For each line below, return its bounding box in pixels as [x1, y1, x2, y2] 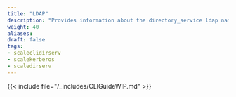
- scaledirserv [7, 63, 52, 70]
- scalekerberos [7, 56, 55, 63]
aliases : [7, 30, 33, 37]
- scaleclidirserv [7, 50, 61, 57]
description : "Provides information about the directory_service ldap [7, 17, 218, 24]
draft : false [7, 37, 46, 44]
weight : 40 [7, 23, 39, 30]
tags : [7, 43, 23, 50]
